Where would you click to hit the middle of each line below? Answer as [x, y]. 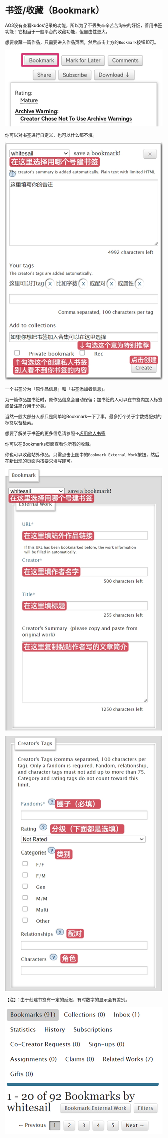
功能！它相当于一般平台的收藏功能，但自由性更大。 [58, 31]
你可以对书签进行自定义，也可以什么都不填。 [51, 135]
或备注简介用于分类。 [27, 406]
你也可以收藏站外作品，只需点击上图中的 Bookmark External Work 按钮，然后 [82, 455]
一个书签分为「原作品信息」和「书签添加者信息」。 [57, 389]
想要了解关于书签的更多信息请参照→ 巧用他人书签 [55, 433]
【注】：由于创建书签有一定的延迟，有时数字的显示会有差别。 [67, 1000]
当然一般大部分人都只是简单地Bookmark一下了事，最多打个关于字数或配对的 [83, 417]
